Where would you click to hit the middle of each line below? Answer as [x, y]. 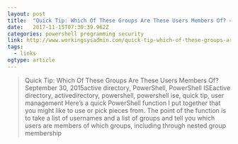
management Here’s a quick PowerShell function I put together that [123, 103]
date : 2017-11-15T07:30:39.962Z [58, 27]
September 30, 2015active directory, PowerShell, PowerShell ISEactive [127, 88]
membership [43, 133]
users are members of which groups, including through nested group [125, 126]
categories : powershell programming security [75, 34]
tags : [15, 47]
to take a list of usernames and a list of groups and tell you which [120, 118]
